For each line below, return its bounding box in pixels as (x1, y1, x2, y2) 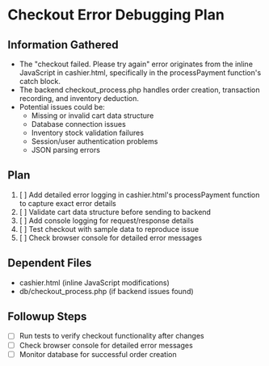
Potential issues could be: (19, 103, 106, 111)
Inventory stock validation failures (31, 128, 145, 137)
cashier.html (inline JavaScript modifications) (19, 277, 170, 288)
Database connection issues (31, 120, 126, 128)
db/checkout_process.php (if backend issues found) (19, 286, 195, 296)
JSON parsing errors (31, 145, 100, 154)
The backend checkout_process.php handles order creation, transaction (19, 85, 260, 95)
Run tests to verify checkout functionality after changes (19, 331, 204, 341)
